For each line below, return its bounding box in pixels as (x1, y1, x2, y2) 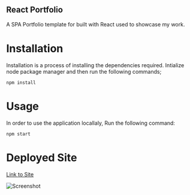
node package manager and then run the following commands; (6, 68, 162, 75)
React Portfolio (6, 5, 63, 15)
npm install (6, 79, 36, 86)
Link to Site (6, 170, 34, 178)
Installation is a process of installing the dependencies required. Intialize (6, 61, 185, 68)
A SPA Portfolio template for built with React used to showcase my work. (6, 20, 185, 28)
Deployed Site (6, 151, 77, 164)
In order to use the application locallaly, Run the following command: (6, 119, 176, 127)
